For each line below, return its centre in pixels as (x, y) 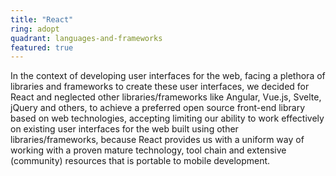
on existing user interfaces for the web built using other (124, 129)
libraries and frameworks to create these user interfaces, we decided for (160, 87)
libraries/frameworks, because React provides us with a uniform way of (157, 140)
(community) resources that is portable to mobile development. (140, 161)
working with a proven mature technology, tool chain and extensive (148, 150)
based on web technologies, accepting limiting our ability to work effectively (167, 118)
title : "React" (42, 19)
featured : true (42, 47)
